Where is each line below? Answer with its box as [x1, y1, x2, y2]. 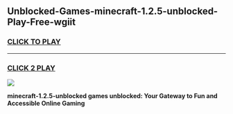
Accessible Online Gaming [7, 99, 85, 107]
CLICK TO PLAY [7, 37, 61, 47]
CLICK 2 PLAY [7, 63, 55, 73]
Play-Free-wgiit [7, 17, 76, 28]
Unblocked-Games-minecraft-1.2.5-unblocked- [7, 6, 218, 17]
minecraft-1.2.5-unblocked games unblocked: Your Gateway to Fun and [7, 91, 218, 99]
